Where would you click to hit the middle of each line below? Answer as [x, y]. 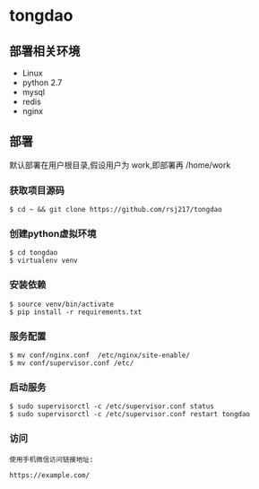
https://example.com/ [50, 475]
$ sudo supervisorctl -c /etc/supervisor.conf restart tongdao [130, 415]
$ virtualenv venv [43, 261]
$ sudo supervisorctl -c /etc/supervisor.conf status [112, 406]
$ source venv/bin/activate [62, 304]
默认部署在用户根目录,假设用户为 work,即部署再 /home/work [120, 165]
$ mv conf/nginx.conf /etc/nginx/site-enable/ [100, 355]
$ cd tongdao [34, 253]
